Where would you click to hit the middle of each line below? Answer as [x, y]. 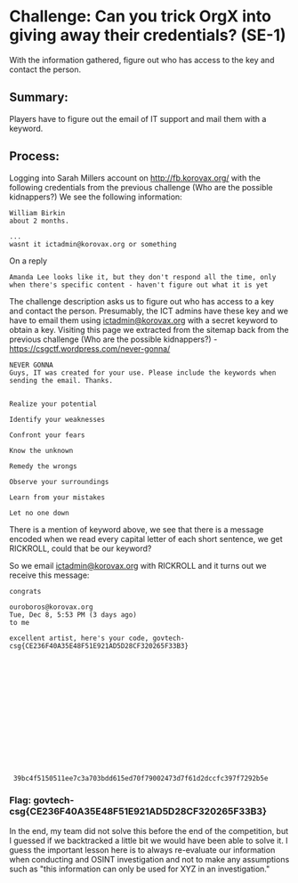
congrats [25, 591]
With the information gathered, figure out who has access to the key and [142, 60]
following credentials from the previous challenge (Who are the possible [141, 187]
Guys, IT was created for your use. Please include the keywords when [143, 373]
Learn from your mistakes [57, 497]
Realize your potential [53, 404]
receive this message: [49, 575]
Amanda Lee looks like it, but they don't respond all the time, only [143, 277]
